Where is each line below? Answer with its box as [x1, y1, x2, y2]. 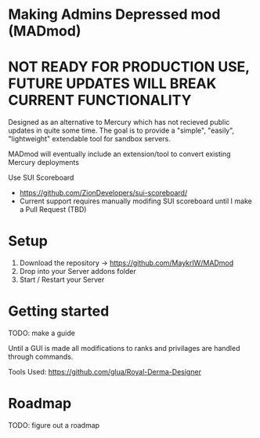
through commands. [8, 352, 74, 361]
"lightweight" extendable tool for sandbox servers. [8, 134, 171, 144]
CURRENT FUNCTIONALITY [8, 92, 192, 109]
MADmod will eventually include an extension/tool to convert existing [8, 149, 231, 159]
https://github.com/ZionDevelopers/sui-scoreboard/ [19, 188, 188, 198]
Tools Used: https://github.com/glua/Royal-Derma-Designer [8, 367, 202, 376]
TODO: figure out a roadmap [8, 420, 100, 429]
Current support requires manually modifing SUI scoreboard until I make [19, 196, 252, 206]
